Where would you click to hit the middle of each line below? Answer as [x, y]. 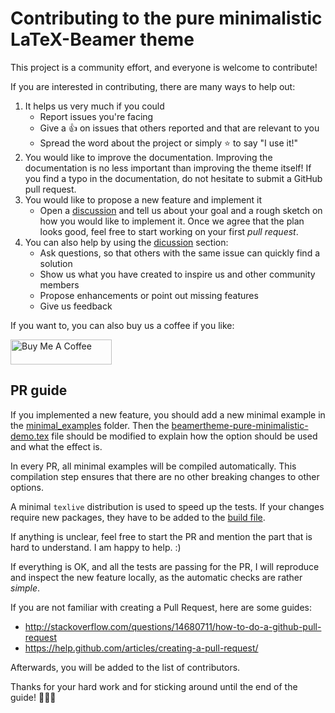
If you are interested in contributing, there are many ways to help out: [153, 86]
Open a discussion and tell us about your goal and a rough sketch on [181, 210]
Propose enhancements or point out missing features [149, 295]
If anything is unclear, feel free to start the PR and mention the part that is [161, 536]
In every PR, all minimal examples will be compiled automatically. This [153, 466]
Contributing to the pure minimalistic [166, 18]
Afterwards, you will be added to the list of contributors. [125, 667]
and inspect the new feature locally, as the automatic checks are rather [156, 577]
